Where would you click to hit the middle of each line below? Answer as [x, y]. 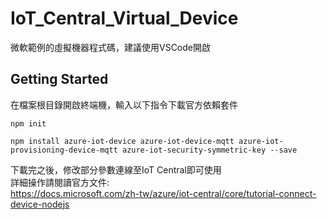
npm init [28, 123]
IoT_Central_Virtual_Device [124, 18]
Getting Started [59, 79]
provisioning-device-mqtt [64, 150]
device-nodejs [40, 204]
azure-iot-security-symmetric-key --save [209, 150]
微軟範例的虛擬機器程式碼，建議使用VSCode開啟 [110, 47]
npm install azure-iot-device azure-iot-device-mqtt [122, 141]
